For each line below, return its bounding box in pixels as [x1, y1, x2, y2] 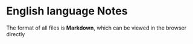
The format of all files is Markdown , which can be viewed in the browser [6, 24, 187, 31]
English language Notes [6, 4, 128, 18]
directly [6, 30, 25, 37]
